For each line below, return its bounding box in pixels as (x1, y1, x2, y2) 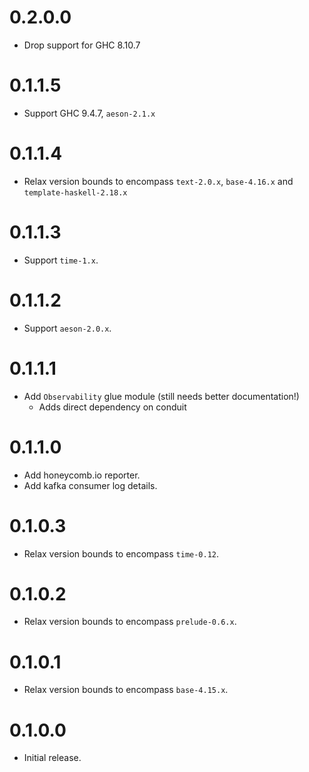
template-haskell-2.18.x (23, 187, 128, 198)
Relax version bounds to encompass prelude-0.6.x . (23, 616, 237, 628)
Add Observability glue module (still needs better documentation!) (23, 390, 300, 402)
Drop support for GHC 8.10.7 (23, 39, 141, 51)
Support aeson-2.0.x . (23, 322, 112, 334)
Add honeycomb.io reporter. (23, 469, 141, 481)
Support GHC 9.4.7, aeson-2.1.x (23, 107, 156, 119)
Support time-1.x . (23, 254, 99, 266)
